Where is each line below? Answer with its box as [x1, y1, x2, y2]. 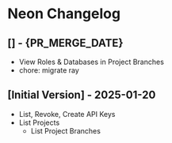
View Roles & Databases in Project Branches [18, 57, 164, 66]
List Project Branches [30, 126, 101, 135]
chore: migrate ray [18, 66, 80, 75]
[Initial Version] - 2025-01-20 [7, 88, 156, 102]
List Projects [18, 118, 60, 127]
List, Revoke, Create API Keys [18, 109, 116, 119]
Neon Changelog [7, 5, 120, 23]
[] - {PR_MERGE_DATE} [7, 36, 124, 50]
